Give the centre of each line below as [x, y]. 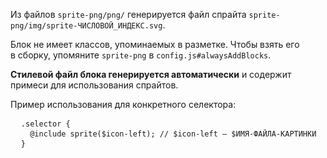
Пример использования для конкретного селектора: [123, 104]
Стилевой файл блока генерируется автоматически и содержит [151, 74]
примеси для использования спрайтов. [94, 85]
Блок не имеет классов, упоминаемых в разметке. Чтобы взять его [155, 44]
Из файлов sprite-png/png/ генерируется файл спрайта [128, 14]
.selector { [45, 124]
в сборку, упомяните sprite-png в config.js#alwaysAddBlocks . [141, 55]
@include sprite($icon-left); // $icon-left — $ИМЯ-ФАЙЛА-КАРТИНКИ [173, 134]
